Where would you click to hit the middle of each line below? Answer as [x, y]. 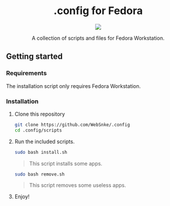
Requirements [27, 73]
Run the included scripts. [44, 141]
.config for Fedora [98, 11]
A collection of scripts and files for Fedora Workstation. [98, 38]
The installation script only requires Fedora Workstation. [74, 86]
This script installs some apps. [66, 163]
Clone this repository [40, 114]
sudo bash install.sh [41, 152]
